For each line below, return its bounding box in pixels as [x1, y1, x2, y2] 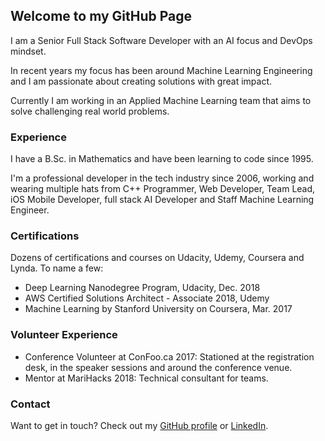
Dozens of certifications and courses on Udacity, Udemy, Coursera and [10, 252, 305, 264]
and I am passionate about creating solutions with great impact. [10, 75, 272, 87]
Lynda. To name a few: [10, 262, 104, 274]
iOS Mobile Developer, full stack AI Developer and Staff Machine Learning [10, 194, 315, 206]
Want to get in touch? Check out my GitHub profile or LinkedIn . [10, 420, 269, 431]
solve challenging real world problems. [10, 105, 170, 117]
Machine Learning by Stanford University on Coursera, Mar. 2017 [24, 303, 293, 315]
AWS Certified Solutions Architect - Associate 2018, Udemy [24, 292, 270, 304]
